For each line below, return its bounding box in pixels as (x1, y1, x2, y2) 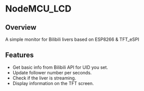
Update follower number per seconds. (12, 69, 92, 75)
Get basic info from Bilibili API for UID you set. (12, 64, 109, 70)
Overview (5, 23, 37, 32)
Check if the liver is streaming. (12, 75, 76, 81)
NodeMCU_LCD (5, 3, 72, 15)
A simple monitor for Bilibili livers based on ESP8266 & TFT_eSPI (5, 36, 139, 42)
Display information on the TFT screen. (12, 80, 94, 86)
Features (5, 51, 34, 59)
